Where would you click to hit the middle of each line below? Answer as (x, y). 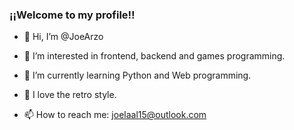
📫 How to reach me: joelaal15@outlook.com (115, 115)
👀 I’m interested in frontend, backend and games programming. (154, 56)
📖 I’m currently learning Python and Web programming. (137, 75)
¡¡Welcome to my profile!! (72, 15)
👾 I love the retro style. (70, 95)
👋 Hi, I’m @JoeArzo (63, 37)
